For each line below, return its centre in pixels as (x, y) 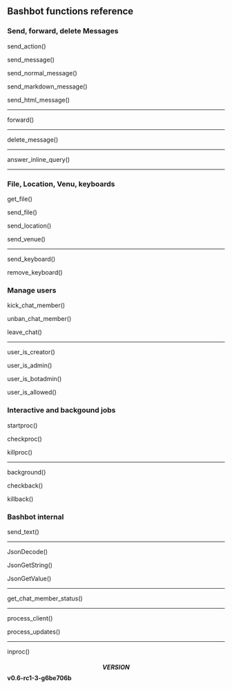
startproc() (22, 425)
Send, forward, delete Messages (63, 31)
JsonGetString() (30, 565)
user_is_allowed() (32, 392)
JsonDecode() (28, 551)
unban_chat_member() (39, 319)
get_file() (20, 199)
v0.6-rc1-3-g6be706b (39, 678)
